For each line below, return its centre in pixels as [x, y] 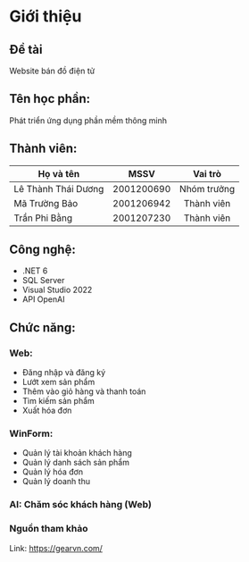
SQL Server [43, 281]
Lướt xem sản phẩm [58, 382]
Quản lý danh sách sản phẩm [75, 463]
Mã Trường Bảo [46, 203]
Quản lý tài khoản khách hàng [77, 453]
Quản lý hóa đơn [52, 472]
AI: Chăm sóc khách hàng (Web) [80, 505]
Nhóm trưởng [207, 189]
